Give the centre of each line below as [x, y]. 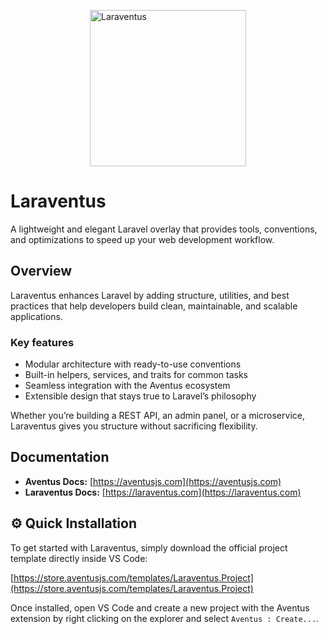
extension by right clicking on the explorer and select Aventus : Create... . [165, 618]
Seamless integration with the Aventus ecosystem [127, 386]
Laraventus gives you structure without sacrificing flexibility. [134, 426]
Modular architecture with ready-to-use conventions [133, 364]
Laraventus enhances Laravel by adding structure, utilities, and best [150, 295]
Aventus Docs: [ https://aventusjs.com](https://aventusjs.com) [153, 481]
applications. [36, 316]
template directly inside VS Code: [79, 558]
